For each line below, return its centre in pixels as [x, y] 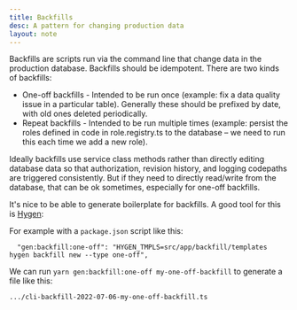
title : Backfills [41, 17]
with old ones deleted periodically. [85, 114]
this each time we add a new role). [85, 142]
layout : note [33, 34]
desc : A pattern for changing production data [97, 26]
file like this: [31, 281]
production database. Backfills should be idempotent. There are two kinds [144, 68]
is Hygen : [27, 214]
